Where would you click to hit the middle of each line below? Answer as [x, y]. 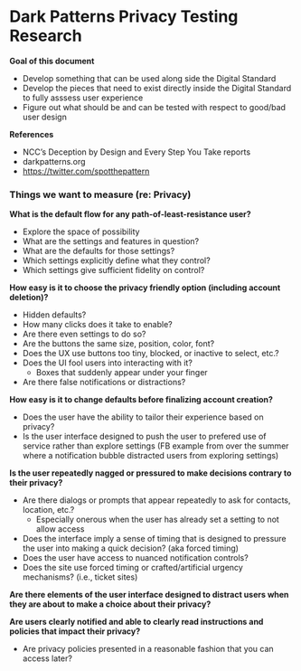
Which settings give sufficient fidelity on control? [113, 270]
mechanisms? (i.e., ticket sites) [80, 577]
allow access [60, 529]
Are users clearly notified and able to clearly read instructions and [136, 622]
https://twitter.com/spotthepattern [86, 171]
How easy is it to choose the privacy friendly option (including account [145, 288]
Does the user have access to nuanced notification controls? [135, 558]
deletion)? [29, 298]
